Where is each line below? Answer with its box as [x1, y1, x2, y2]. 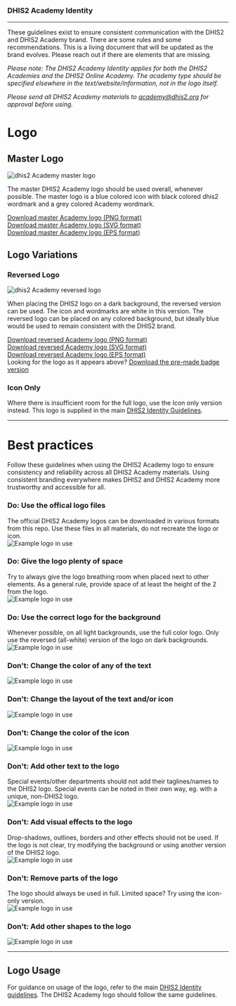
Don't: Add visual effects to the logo [7, 817, 133, 827]
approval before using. [7, 100, 74, 109]
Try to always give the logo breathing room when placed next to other [7, 572, 209, 581]
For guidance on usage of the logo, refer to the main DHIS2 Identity [7, 983, 202, 991]
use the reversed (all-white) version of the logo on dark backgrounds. [7, 636, 209, 644]
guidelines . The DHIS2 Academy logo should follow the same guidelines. [7, 991, 218, 999]
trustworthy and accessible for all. [7, 483, 106, 492]
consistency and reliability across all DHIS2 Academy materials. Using [7, 468, 209, 476]
